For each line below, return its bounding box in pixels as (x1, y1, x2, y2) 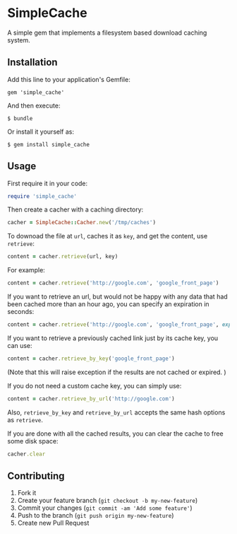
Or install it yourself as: (7, 127, 74, 136)
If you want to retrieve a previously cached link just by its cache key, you (7, 334, 219, 342)
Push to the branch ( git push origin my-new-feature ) (17, 511, 174, 520)
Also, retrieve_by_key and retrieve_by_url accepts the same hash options (7, 408, 226, 417)
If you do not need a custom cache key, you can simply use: (7, 381, 182, 390)
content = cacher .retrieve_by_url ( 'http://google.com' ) (7, 395, 175, 402)
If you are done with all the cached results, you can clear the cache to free (7, 429, 224, 438)
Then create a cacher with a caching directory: (7, 205, 144, 214)
